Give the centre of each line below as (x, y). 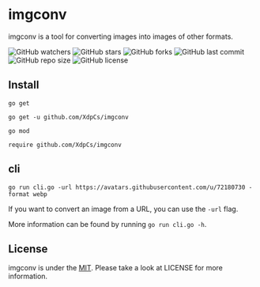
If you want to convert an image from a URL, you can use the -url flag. (123, 209)
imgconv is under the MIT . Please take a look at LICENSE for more (116, 268)
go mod (19, 131)
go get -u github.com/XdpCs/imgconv (68, 117)
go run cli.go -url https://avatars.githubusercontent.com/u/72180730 (127, 187)
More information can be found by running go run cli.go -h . (107, 224)
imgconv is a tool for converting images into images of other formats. (121, 36)
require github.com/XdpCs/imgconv (65, 145)
